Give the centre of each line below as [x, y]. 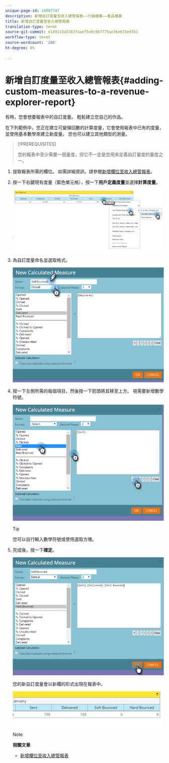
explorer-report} [40, 102]
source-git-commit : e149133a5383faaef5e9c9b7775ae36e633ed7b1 [72, 32]
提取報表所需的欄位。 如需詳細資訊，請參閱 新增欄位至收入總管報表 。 [83, 171]
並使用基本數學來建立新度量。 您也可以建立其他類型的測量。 [67, 134]
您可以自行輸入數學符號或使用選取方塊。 [54, 539]
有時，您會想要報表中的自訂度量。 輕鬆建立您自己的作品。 [65, 117]
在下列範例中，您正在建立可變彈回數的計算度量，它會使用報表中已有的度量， [84, 127]
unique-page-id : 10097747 [32, 11]
